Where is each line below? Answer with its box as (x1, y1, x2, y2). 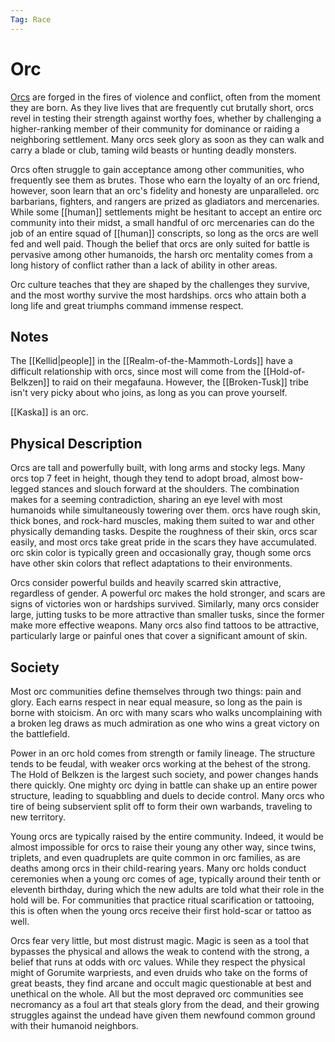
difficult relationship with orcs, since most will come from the (10, 366, 262, 378)
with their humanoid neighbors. (10, 1020, 139, 1031)
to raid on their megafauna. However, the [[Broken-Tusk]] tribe (51, 376, 309, 388)
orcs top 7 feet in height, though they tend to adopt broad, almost (10, 472, 280, 485)
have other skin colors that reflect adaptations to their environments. (10, 557, 293, 570)
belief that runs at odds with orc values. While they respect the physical (10, 956, 306, 968)
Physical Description (10, 435, 143, 452)
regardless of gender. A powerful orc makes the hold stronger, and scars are (10, 587, 326, 600)
